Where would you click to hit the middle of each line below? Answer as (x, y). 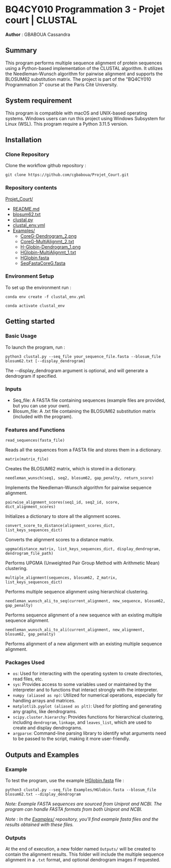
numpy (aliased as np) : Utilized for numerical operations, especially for (88, 695)
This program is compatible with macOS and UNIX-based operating (76, 113)
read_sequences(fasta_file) (35, 441)
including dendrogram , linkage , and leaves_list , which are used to (82, 722)
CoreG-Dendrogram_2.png (48, 236)
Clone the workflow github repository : (46, 166)
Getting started (30, 321)
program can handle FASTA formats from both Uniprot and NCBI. (74, 809)
